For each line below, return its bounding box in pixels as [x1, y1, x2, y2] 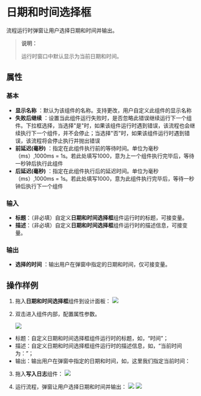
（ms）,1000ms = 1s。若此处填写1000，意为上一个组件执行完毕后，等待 [15, 152, 195, 159]
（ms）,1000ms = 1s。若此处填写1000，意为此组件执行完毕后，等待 [15, 175, 184, 182]
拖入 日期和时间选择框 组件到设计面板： [15, 298, 111, 305]
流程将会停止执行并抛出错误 [31, 137, 100, 144]
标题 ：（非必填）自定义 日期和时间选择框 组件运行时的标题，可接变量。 [15, 213, 188, 221]
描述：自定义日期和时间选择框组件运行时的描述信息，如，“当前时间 [15, 342, 182, 349]
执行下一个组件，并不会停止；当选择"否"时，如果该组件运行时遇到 [20, 129, 185, 136]
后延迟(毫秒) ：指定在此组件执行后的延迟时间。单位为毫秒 [15, 167, 159, 175]
